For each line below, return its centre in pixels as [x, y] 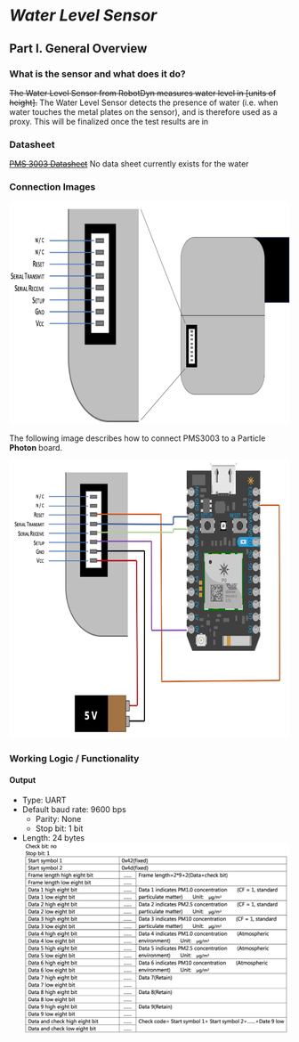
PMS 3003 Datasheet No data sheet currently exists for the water [129, 164]
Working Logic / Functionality [74, 759]
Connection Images [53, 187]
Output [23, 779]
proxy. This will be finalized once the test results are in [109, 121]
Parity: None [58, 818]
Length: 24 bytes [53, 837]
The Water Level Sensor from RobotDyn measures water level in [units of [143, 93]
